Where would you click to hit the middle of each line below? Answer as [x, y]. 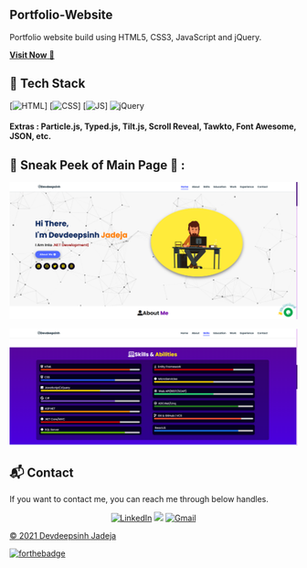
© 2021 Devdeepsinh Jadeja [63, 536]
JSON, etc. [31, 136]
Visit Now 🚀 [32, 55]
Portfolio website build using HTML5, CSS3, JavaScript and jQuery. [136, 37]
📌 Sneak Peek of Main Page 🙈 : [97, 165]
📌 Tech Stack [48, 84]
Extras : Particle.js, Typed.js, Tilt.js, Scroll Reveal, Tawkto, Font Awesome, [153, 126]
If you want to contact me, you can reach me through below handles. [139, 499]
